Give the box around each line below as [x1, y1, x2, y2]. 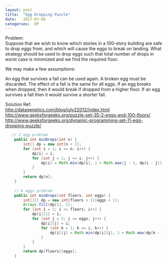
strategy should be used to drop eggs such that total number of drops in [5, 51, 154, 57]
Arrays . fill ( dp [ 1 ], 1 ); [23, 202, 72, 207]
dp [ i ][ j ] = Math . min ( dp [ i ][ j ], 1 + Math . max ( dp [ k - [49, 230, 160, 235]
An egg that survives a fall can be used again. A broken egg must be [5, 76, 146, 82]
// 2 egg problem [11, 132, 48, 138]
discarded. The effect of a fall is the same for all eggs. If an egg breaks [5, 81, 151, 87]
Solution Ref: [5, 101, 31, 108]
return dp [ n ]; [23, 174, 52, 179]
